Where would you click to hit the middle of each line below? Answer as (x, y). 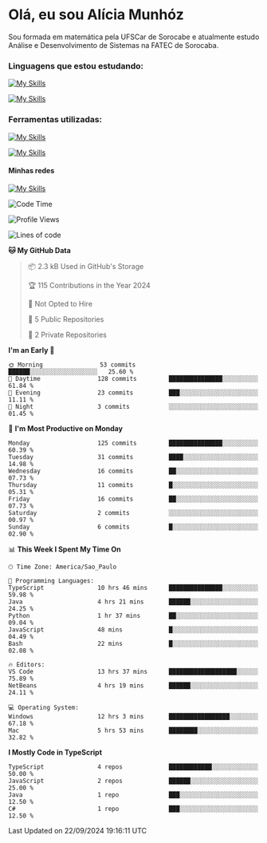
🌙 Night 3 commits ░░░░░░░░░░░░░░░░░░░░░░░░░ (133, 406)
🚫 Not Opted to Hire (60, 303)
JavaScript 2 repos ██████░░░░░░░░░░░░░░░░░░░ (133, 781)
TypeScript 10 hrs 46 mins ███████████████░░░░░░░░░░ (133, 588)
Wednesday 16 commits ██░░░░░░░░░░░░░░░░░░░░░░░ (133, 471)
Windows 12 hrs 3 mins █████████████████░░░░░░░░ (133, 716)
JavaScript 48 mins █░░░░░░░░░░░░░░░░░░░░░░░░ (133, 629)
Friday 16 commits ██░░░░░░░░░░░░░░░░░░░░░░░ (133, 499)
